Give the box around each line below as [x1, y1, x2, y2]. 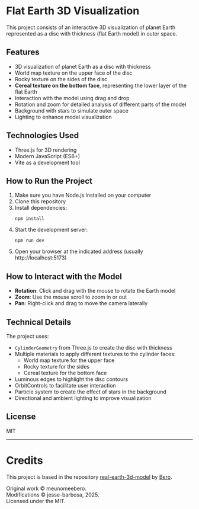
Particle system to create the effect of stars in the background [14, 388, 167, 395]
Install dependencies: [14, 204, 68, 212]
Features [6, 47, 40, 57]
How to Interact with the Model [6, 271, 123, 281]
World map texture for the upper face [23, 357, 115, 364]
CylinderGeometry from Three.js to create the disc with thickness [14, 344, 173, 351]
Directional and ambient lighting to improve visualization [14, 395, 152, 401]
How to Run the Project [6, 176, 93, 186]
